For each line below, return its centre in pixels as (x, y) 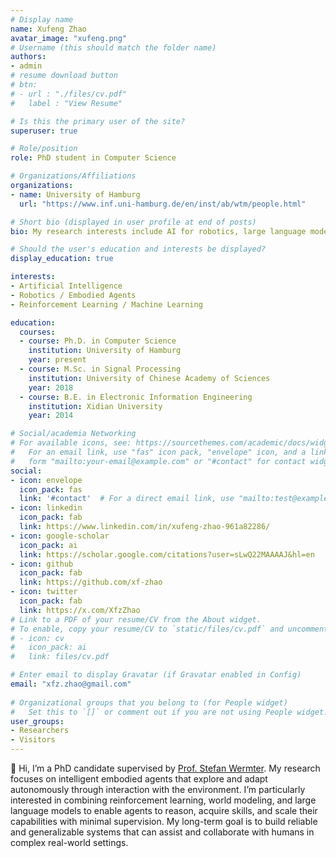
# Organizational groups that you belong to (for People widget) (149, 702)
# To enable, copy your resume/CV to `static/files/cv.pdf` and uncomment (169, 629)
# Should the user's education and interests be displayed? (138, 249)
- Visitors (33, 740)
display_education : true (62, 259)
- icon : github (42, 564)
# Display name (42, 19)
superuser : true (44, 131)
